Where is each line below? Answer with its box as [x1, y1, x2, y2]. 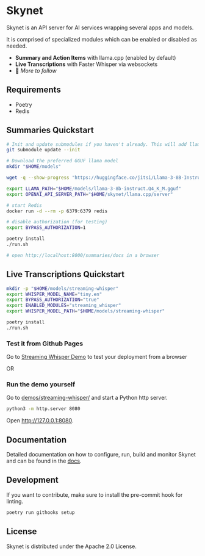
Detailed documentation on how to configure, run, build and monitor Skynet [6, 451, 196, 458]
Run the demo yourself [6, 380, 76, 388]
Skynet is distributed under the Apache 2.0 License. [6, 543, 137, 550]
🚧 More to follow [15, 67, 57, 74]
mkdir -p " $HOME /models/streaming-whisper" [6, 285, 119, 292]
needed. [6, 42, 27, 49]
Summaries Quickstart [6, 125, 94, 135]
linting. [6, 497, 23, 505]
